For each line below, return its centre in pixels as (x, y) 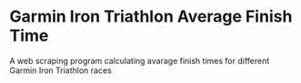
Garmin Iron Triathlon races (60, 70)
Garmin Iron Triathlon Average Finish (151, 17)
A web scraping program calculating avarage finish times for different (140, 60)
